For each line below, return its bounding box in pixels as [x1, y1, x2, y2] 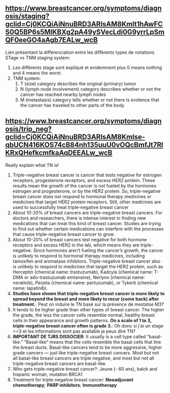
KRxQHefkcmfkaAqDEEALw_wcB [5, 149, 113, 157]
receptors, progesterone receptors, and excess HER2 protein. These [12, 177, 155, 183]
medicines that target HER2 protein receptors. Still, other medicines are [12, 199, 161, 205]
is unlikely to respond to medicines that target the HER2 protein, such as [12, 263, 163, 269]
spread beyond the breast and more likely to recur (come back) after [12, 296, 159, 302]
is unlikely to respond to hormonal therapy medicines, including [12, 253, 145, 259]
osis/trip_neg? [5, 125, 52, 133]
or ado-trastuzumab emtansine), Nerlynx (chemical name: [24, 274, 145, 280]
